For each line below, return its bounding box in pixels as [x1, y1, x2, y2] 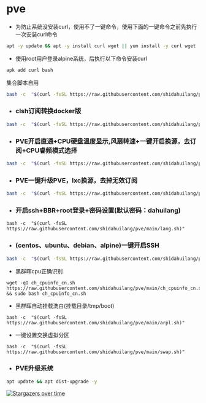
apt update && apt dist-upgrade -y [6, 378, 97, 385]
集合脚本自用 [6, 79, 39, 86]
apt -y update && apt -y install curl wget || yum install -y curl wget [6, 42, 196, 49]
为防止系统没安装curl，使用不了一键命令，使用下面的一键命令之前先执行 [15, 23, 197, 30]
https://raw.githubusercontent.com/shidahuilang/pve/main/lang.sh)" [6, 226, 185, 232]
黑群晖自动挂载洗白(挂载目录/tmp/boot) [15, 302, 115, 309]
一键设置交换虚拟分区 [15, 331, 69, 338]
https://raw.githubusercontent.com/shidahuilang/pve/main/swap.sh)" [6, 349, 185, 355]
